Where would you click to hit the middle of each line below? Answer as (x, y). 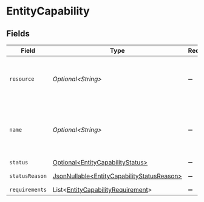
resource (22, 79)
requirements (28, 190)
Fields (18, 34)
